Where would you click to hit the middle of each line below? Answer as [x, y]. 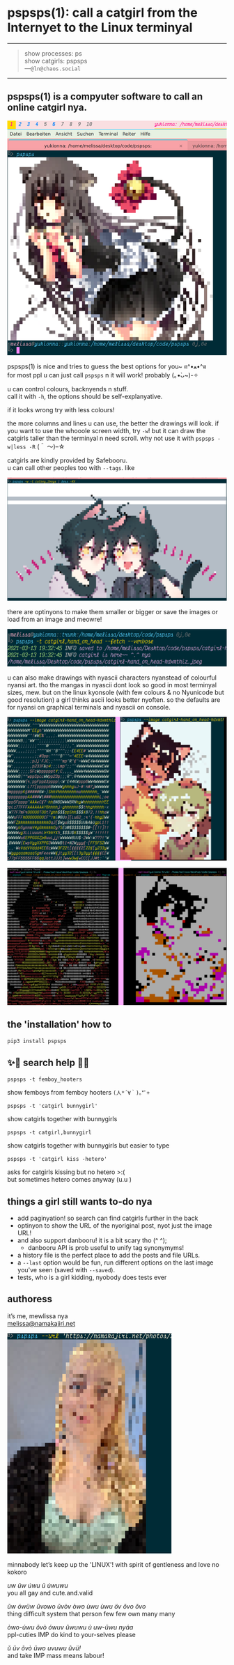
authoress [30, 1299]
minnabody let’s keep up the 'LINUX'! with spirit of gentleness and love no [113, 1564]
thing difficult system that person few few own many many [91, 1613]
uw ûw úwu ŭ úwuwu [38, 1585]
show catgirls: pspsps [56, 61]
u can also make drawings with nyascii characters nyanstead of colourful [112, 678]
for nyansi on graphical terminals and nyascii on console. [89, 707]
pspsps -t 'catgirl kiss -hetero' [57, 1159]
